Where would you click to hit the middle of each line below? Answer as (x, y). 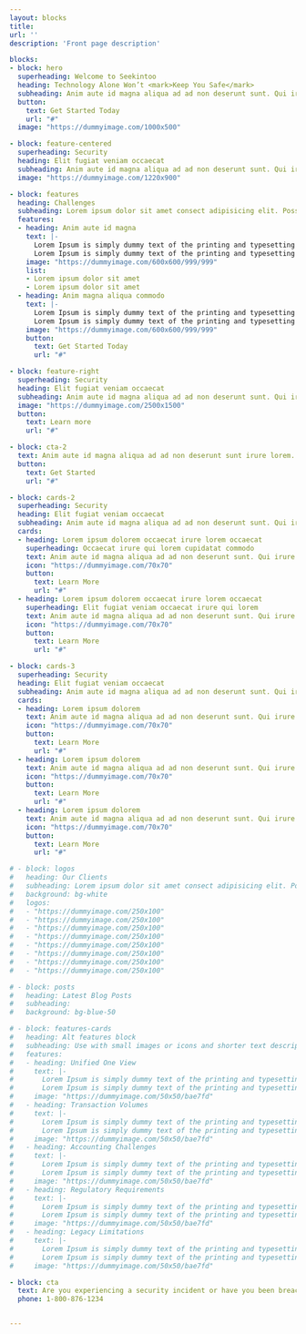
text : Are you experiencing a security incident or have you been (146, 1291)
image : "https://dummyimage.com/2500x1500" (101, 405)
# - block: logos (42, 869)
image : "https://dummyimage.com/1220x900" (99, 178)
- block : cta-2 (38, 447)
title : (22, 26)
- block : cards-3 (42, 667)
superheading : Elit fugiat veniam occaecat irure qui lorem (142, 607)
